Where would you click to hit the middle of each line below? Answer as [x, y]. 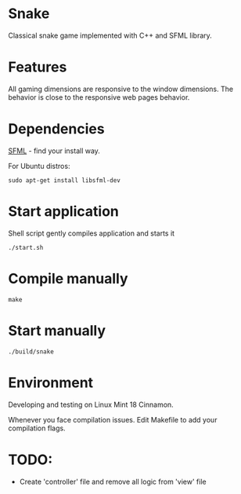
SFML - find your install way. [54, 151]
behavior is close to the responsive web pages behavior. [99, 97]
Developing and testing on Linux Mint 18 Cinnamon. [91, 404]
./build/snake [31, 351]
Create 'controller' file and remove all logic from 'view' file [113, 481]
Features [38, 67]
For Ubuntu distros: [39, 166]
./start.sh [26, 247]
